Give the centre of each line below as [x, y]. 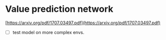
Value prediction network [59, 9]
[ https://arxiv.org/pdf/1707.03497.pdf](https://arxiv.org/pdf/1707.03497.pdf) [83, 23]
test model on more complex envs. [48, 32]
